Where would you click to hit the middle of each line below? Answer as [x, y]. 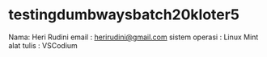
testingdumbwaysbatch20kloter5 [124, 15]
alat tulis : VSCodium [43, 45]
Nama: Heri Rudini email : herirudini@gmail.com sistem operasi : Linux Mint [133, 37]
